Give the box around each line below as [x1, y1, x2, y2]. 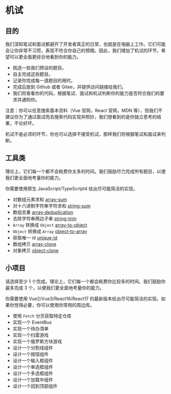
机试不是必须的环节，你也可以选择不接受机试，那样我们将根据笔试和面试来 [5, 131, 161, 137]
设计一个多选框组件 [12, 370, 53, 376]
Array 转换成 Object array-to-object [12, 221, 88, 228]
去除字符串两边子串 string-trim [12, 215, 77, 221]
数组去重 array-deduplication [12, 209, 74, 215]
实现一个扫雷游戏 [12, 332, 49, 338]
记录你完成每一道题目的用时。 [12, 78, 75, 83]
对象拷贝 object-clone [12, 247, 59, 253]
